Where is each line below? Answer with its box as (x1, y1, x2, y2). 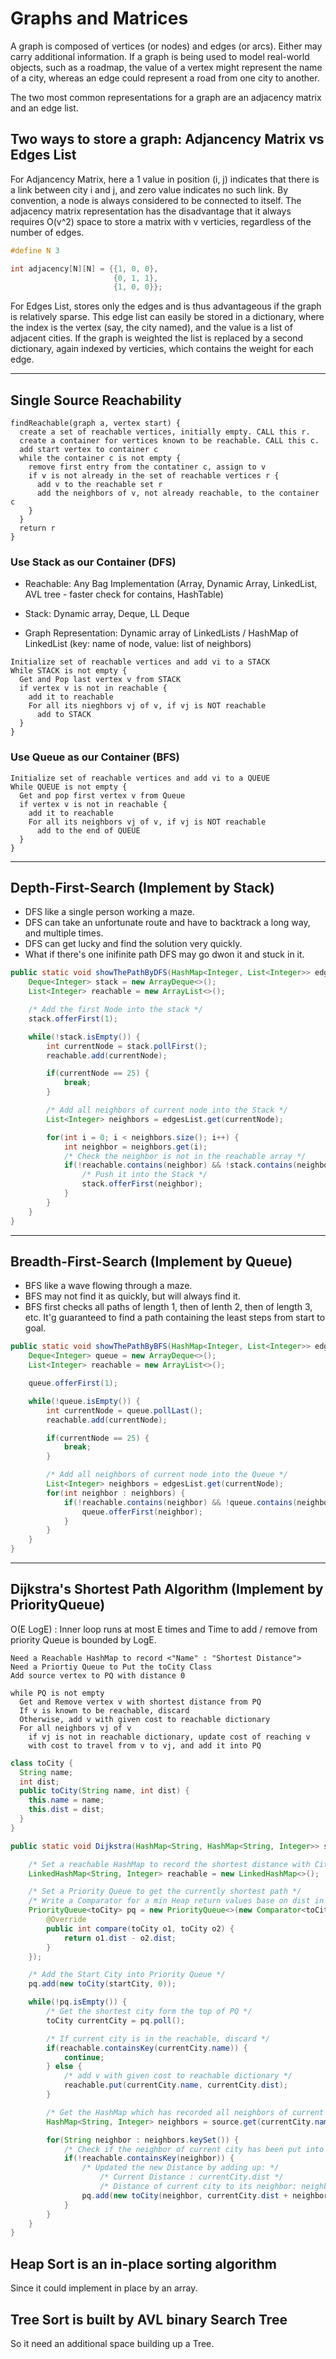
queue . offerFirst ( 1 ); (28, 1378, 118, 1389)
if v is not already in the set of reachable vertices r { (28, 471, 280, 481)
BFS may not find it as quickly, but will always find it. (24, 1290, 241, 1302)
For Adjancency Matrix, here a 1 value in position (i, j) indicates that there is (10, 173, 320, 185)
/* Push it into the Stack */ (81, 1170, 208, 1180)
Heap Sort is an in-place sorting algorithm (10, 2255, 277, 2272)
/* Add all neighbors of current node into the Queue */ (46, 1470, 288, 1480)
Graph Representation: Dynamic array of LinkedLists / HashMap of (24, 627, 299, 639)
